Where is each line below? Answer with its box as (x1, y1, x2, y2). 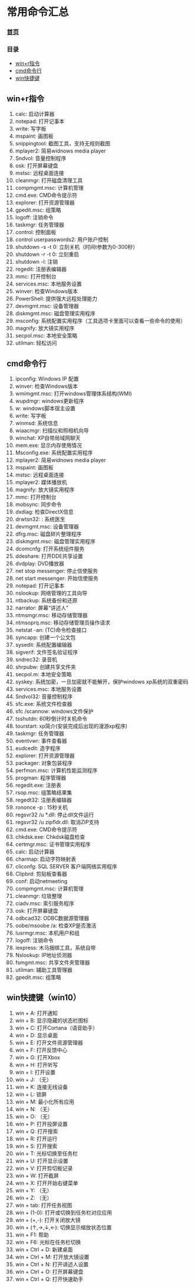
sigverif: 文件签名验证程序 (15, 648, 78, 656)
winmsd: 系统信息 (15, 420, 58, 427)
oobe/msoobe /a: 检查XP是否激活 (15, 922, 97, 929)
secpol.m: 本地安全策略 (15, 671, 72, 678)
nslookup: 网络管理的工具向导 (15, 589, 88, 597)
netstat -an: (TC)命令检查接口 (15, 627, 87, 634)
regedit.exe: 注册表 (15, 781, 61, 789)
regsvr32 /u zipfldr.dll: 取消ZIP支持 (15, 819, 100, 826)
